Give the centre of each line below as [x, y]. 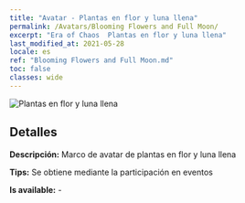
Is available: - [36, 189]
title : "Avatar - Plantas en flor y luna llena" [104, 18]
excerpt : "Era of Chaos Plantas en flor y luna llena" [118, 35]
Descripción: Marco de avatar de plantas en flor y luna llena [123, 154]
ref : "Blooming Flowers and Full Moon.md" [91, 60]
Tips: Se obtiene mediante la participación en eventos [111, 172]
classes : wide [37, 78]
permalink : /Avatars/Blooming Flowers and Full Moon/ [114, 27]
